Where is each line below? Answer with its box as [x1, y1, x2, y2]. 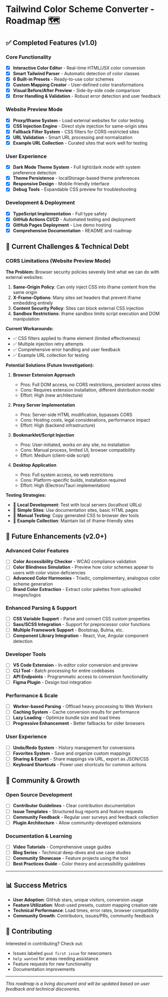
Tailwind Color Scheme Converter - [5, 4, 155, 15]
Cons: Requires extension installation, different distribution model [20, 387, 155, 393]
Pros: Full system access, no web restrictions [20, 472, 114, 478]
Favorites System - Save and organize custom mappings [12, 750, 131, 756]
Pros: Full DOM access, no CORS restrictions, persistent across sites [20, 382, 162, 388]
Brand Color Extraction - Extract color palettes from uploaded [12, 586, 141, 592]
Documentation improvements [12, 966, 75, 972]
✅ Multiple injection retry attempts [12, 341, 84, 347]
